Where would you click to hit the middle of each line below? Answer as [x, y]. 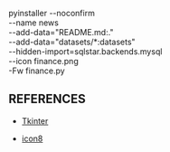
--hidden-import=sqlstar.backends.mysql [85, 52]
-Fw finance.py [37, 71]
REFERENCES [47, 99]
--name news [34, 23]
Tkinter [35, 120]
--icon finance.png [43, 61]
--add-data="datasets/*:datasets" [72, 42]
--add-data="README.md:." [61, 32]
